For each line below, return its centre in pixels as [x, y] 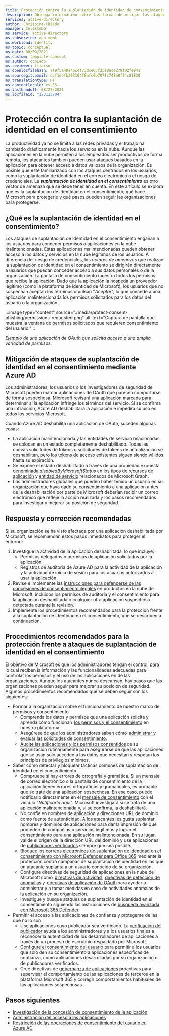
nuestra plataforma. [40, 727]
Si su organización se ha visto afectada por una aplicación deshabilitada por [84, 531]
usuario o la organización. [32, 303]
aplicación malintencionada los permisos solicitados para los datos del [78, 297]
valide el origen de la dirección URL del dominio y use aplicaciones [89, 840]
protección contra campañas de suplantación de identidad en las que [92, 861]
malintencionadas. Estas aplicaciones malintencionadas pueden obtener [80, 249]
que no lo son [27, 920]
